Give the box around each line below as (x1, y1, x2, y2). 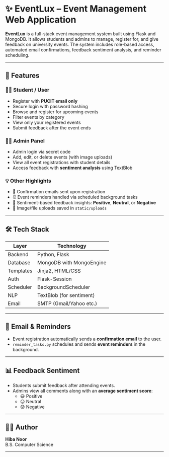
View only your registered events (12, 119, 81, 125)
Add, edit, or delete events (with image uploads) (12, 154, 113, 160)
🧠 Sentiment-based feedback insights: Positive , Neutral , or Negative (12, 200, 156, 206)
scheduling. (5, 52, 30, 58)
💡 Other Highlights (5, 177, 52, 184)
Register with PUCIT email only (12, 98, 78, 104)
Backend (8, 251, 29, 258)
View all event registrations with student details (12, 159, 111, 165)
